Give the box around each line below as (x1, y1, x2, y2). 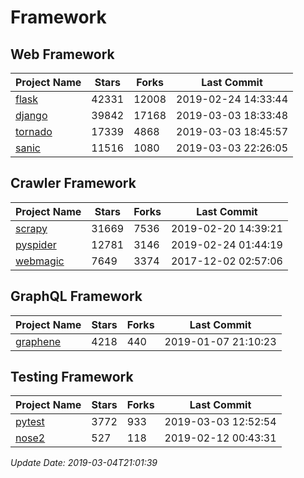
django (15, 109, 48, 122)
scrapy (15, 221, 48, 235)
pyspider (15, 237, 57, 251)
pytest (15, 415, 45, 429)
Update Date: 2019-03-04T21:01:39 (10, 457, 158, 469)
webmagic (15, 254, 65, 268)
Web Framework (10, 46, 115, 63)
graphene (15, 334, 62, 348)
